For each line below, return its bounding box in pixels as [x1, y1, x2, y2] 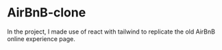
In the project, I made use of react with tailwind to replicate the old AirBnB [7, 27, 216, 36]
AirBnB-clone [7, 5, 86, 21]
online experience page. [7, 34, 75, 42]
